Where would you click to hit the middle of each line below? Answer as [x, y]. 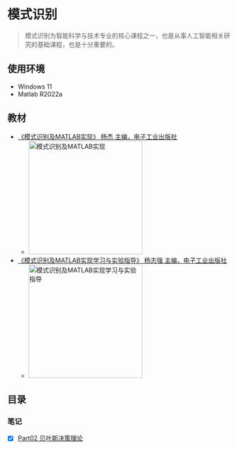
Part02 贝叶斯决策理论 [50, 438]
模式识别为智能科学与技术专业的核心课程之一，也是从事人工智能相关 [124, 35]
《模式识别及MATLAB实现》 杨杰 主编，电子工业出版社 [97, 136]
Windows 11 [35, 87]
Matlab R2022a [40, 94]
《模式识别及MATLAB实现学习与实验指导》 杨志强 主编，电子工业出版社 [122, 260]
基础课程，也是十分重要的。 [78, 44]
